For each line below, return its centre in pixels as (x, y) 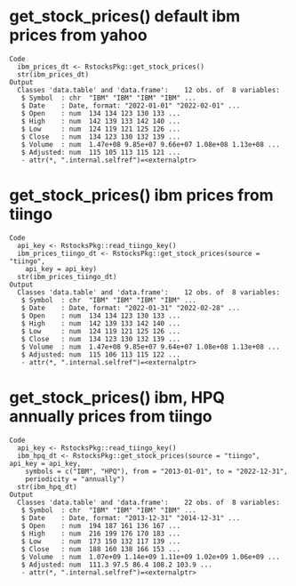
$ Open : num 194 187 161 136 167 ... (100, 526)
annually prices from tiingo (111, 417)
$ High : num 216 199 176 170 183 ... (100, 534)
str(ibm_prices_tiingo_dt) (67, 277)
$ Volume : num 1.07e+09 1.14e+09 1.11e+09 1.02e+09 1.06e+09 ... (150, 557)
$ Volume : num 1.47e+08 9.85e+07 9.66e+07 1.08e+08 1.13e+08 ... (150, 144)
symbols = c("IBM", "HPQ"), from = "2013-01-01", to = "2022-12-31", (157, 471)
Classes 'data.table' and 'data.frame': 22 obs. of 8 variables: (148, 502)
